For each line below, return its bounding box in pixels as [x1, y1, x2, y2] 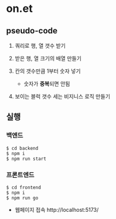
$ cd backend [6, 145, 39, 151]
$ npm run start [6, 156, 46, 162]
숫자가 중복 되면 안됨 [23, 80, 70, 87]
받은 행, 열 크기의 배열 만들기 [14, 55, 82, 61]
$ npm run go [6, 195, 39, 201]
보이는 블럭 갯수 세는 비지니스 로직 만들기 [14, 93, 111, 100]
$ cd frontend [6, 184, 42, 190]
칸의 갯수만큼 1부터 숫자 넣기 [14, 67, 81, 75]
